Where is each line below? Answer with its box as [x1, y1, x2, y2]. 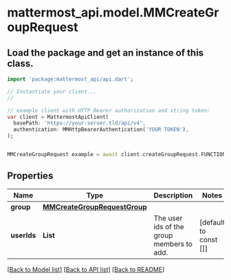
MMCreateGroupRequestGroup [42, 202, 147, 211]
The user [153, 213, 183, 223]
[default [199, 217, 225, 227]
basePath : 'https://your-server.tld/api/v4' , [13, 120, 146, 127]
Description [153, 191, 193, 200]
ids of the [153, 222, 184, 231]
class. [7, 57, 34, 69]
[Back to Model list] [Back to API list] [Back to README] [7, 265, 165, 273]
